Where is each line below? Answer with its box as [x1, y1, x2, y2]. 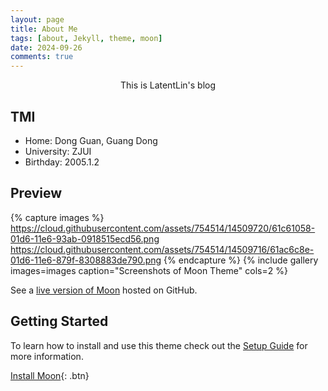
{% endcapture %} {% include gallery [163, 254, 319, 266]
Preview [10, 185, 63, 202]
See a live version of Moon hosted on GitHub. [10, 284, 198, 296]
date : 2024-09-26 [10, 42, 83, 53]
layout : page [10, 14, 65, 25]
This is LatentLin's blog [119, 79, 217, 91]
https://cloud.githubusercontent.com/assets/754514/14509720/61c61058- [10, 222, 316, 234]
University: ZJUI [24, 145, 92, 157]
